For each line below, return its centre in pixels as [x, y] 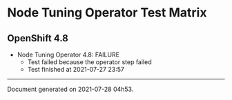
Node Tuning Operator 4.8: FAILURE [68, 54]
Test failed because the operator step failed [89, 62]
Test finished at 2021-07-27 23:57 [76, 69]
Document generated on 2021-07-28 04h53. [70, 89]
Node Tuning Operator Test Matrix [107, 13]
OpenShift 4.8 [38, 38]
